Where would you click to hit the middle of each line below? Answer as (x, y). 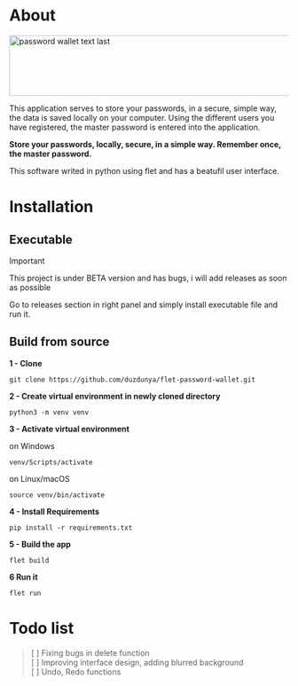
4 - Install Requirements (55, 511)
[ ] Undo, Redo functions (76, 672)
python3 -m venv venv (49, 412)
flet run (25, 593)
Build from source (59, 342)
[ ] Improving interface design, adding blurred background (137, 662)
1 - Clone (26, 363)
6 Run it (24, 577)
